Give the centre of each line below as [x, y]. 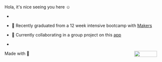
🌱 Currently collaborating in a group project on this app [66, 35]
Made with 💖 [17, 53]
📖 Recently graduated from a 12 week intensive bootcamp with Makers [82, 25]
